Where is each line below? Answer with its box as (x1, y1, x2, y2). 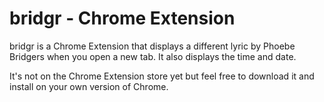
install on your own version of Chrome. (9, 80, 169, 92)
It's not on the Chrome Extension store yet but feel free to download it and (9, 70, 315, 82)
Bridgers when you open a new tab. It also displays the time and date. (9, 50, 297, 62)
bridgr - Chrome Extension (9, 7, 236, 30)
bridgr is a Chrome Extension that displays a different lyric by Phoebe (9, 40, 296, 52)
